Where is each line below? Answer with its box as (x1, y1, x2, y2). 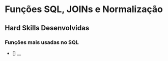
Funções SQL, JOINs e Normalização (5, 4, 163, 15)
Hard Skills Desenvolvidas (5, 24, 90, 32)
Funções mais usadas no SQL (5, 39, 79, 46)
